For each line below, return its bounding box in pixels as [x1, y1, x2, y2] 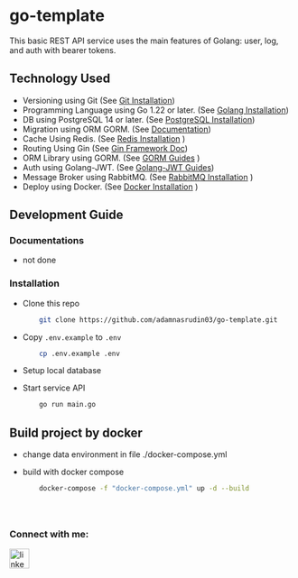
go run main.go [39, 400, 97, 409]
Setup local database [22, 365, 102, 376]
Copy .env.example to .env [22, 331, 122, 343]
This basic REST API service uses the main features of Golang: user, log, [9, 35, 279, 46]
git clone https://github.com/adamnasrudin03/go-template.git [39, 315, 278, 325]
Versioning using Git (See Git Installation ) [22, 95, 176, 106]
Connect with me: [9, 528, 89, 540]
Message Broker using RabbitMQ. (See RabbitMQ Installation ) [22, 171, 254, 182]
